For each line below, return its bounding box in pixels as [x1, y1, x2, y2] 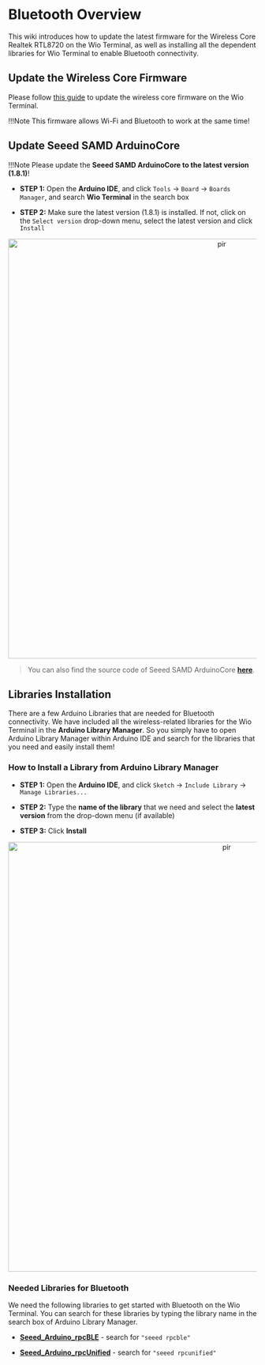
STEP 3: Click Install [19, 826, 87, 835]
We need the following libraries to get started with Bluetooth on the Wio [8, 1300, 241, 1310]
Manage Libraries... [19, 788, 88, 796]
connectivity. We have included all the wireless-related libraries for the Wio [8, 717, 252, 726]
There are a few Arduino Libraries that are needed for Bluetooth [8, 709, 215, 718]
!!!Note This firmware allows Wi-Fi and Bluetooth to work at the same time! [8, 116, 250, 126]
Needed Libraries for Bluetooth [8, 1282, 129, 1293]
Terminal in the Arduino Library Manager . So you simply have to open [8, 726, 237, 735]
